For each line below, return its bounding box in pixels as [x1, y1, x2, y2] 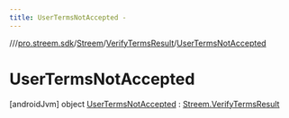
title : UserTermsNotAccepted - [9, 13, 127, 22]
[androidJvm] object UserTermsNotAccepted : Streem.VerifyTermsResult [9, 98, 280, 109]
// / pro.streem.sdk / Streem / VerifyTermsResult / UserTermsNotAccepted [9, 38, 267, 48]
